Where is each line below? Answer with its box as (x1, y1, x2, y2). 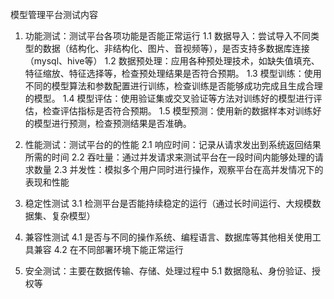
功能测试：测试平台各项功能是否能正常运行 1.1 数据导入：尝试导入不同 (24, 30, 311, 42)
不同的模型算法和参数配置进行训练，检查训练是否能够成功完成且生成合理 (24, 80, 323, 92)
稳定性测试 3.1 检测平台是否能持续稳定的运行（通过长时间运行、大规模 (24, 198, 313, 209)
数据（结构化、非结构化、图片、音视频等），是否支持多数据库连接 (42, 43, 310, 54)
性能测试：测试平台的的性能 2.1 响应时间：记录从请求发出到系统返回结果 (24, 139, 322, 150)
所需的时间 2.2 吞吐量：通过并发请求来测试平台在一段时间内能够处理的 (24, 151, 315, 163)
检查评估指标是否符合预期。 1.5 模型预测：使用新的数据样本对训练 (42, 105, 313, 117)
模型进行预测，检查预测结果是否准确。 (33, 118, 192, 129)
